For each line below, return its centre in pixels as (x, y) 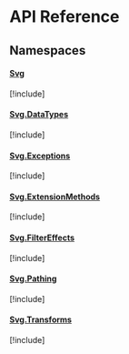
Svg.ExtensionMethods (55, 197)
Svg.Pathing (33, 278)
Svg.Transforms (41, 319)
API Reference (64, 17)
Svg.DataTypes (39, 115)
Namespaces (48, 51)
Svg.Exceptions (40, 156)
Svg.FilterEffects (42, 238)
